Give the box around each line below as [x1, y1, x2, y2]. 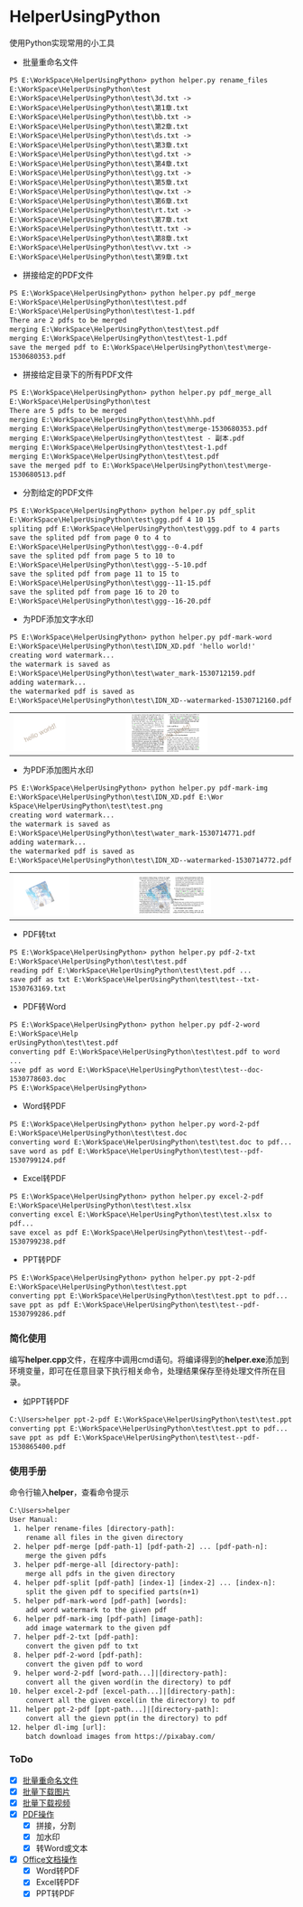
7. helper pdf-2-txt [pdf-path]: [13, 1633, 140, 1642]
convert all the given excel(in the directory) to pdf [25, 1696, 236, 1705]
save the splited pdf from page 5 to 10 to [9, 551, 176, 560]
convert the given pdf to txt [25, 1642, 140, 1651]
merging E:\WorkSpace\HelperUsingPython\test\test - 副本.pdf [9, 434, 245, 443]
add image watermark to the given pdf [25, 1624, 171, 1633]
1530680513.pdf [9, 470, 67, 479]
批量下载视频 [22, 1797, 70, 1808]
